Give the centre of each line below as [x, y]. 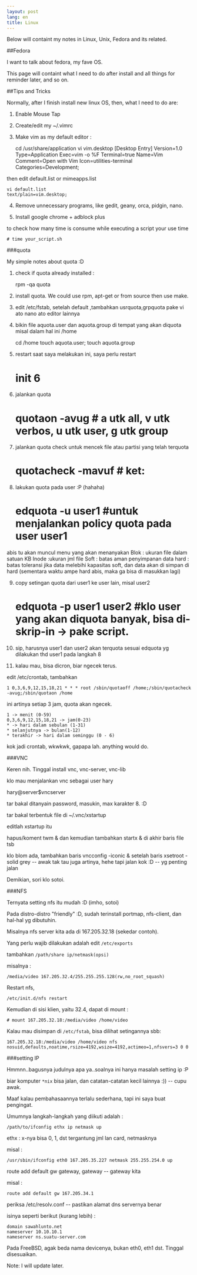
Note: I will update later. [35, 1266]
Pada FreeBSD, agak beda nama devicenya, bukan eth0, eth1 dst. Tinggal [95, 1248]
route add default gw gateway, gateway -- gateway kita [74, 1171]
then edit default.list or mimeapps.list [51, 179]
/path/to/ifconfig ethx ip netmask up [54, 1127]
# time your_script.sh [34, 240]
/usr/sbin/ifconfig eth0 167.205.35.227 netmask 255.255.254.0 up [90, 1161]
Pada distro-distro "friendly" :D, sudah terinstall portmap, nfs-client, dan [94, 914]
